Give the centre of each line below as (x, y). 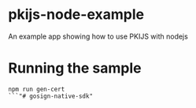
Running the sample (75, 68)
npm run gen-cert (37, 89)
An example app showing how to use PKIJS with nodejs (98, 36)
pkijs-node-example (76, 15)
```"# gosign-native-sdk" (50, 96)
